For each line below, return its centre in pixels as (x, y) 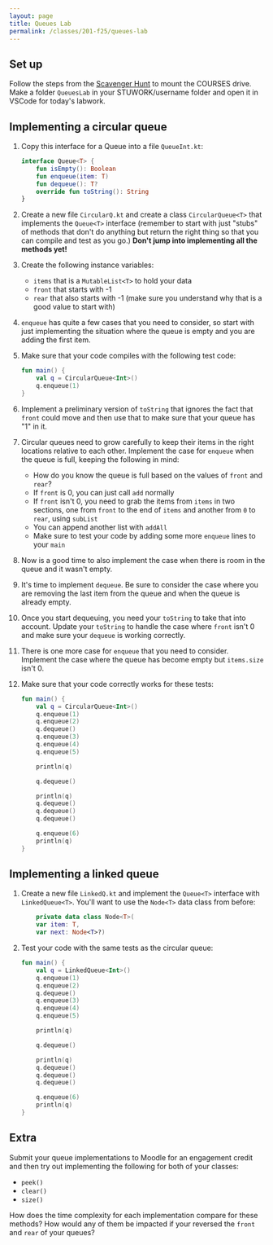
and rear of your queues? (52, 1232)
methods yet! (44, 249)
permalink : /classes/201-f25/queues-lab (79, 31)
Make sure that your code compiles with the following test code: (128, 356)
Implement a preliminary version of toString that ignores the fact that (137, 409)
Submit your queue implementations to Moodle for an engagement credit (131, 1157)
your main (49, 544)
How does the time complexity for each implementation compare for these (134, 1215)
